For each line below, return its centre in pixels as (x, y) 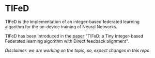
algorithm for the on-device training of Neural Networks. (61, 26)
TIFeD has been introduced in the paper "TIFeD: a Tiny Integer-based (74, 36)
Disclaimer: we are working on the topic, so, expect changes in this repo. (78, 50)
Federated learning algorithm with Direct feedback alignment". (67, 41)
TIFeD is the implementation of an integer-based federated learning (72, 22)
